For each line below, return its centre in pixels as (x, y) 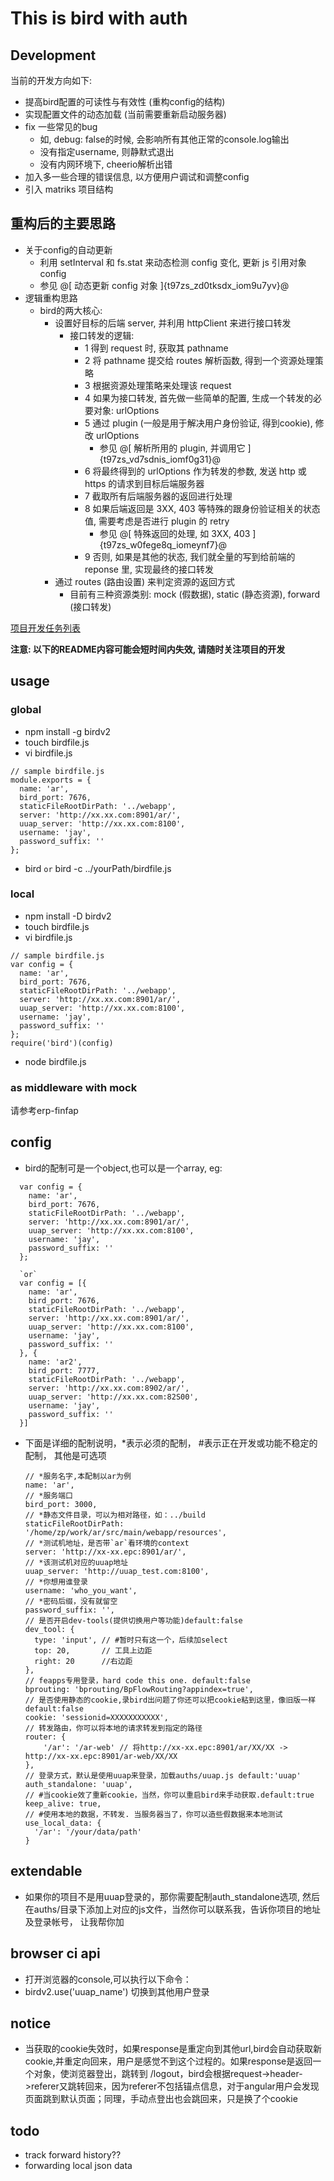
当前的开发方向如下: (51, 80)
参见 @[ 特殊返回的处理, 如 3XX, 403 (175, 533)
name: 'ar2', (55, 1362)
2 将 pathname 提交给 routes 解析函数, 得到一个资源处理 (199, 360)
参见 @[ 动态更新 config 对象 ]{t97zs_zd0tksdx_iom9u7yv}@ (164, 285)
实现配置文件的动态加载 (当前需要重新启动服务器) (125, 114)
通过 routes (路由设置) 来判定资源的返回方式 (145, 581)
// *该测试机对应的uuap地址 (76, 1562)
